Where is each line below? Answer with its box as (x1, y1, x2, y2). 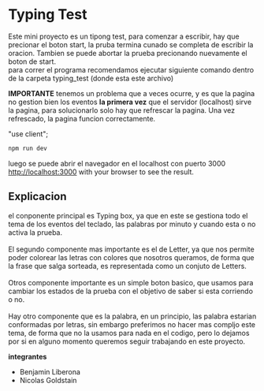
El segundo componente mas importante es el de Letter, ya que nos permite (8, 244, 255, 254)
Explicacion (8, 190, 67, 203)
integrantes (8, 352, 47, 361)
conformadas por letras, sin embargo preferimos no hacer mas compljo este (8, 319, 256, 329)
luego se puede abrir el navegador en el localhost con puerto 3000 (8, 158, 226, 168)
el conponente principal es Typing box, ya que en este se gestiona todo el (8, 210, 248, 220)
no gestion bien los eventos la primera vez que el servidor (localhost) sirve (8, 97, 252, 106)
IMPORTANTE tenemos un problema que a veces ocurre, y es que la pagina (8, 88, 255, 98)
